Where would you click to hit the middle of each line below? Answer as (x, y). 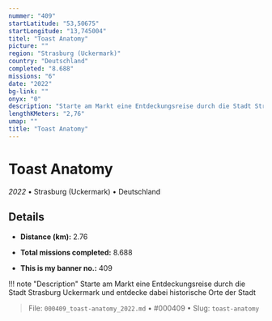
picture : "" (28, 46)
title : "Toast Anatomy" (49, 129)
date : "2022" (30, 83)
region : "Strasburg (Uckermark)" (65, 53)
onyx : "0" (25, 99)
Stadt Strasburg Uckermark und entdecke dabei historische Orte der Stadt (132, 292)
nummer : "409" (32, 16)
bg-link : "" (28, 91)
